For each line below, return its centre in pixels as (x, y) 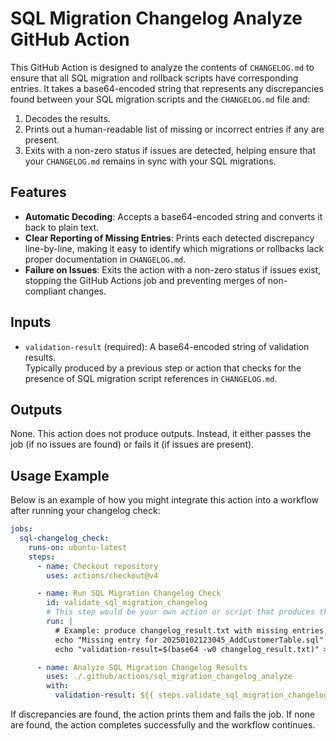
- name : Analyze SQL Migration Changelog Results (142, 667)
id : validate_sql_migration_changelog (127, 603)
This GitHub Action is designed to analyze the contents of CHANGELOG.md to (162, 67)
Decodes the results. (67, 118)
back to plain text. (62, 227)
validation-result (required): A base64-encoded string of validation (167, 346)
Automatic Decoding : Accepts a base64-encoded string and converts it (173, 216)
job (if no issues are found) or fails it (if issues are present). (132, 444)
